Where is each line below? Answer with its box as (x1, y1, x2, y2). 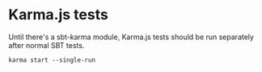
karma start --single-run (8, 56, 95, 64)
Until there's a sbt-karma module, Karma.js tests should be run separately (8, 32, 255, 42)
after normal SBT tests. (8, 40, 85, 50)
